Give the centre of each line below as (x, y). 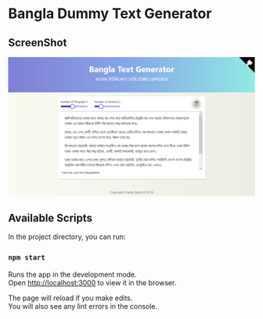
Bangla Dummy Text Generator (110, 14)
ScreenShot (38, 43)
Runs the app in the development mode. (72, 274)
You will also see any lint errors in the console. (83, 306)
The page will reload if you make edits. (70, 298)
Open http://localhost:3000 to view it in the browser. (92, 282)
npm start (27, 258)
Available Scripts (50, 217)
